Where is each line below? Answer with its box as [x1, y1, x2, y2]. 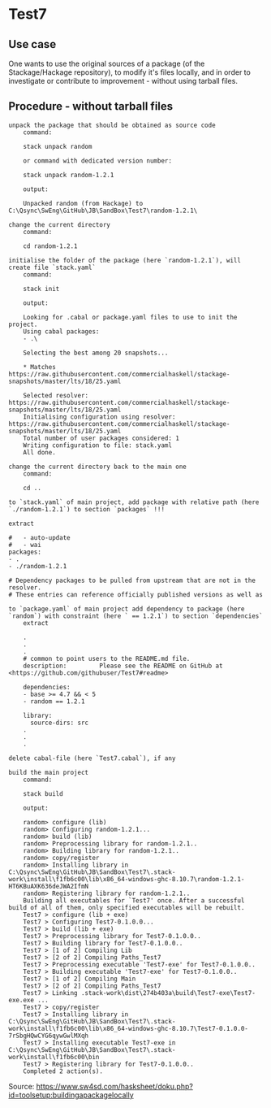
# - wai [8, 541, 42, 549]
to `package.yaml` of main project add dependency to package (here [8, 605, 245, 613]
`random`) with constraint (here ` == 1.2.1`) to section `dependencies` [8, 611, 264, 620]
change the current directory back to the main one [8, 463, 187, 471]
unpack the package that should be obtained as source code [8, 121, 217, 129]
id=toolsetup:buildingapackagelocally [8, 1090, 134, 1100]
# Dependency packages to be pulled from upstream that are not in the [8, 576, 256, 584]
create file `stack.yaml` [8, 263, 96, 272]
